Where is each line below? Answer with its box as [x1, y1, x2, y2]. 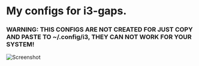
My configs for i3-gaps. [6, 4, 127, 18]
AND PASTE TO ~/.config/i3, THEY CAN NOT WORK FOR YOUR [6, 33, 192, 41]
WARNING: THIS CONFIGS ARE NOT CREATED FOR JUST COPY [6, 26, 193, 34]
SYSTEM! [6, 40, 35, 49]
